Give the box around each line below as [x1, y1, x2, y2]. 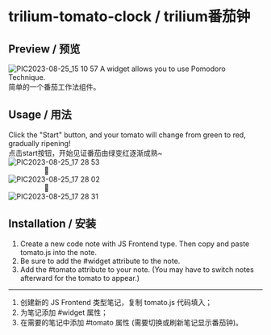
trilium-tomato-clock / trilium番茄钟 [8, 7, 251, 26]
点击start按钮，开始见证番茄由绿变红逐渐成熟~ [8, 148, 163, 157]
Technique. [8, 73, 46, 82]
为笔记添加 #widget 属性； [19, 308, 109, 317]
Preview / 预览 [8, 42, 81, 56]
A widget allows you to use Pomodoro [99, 64, 226, 73]
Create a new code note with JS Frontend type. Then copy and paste [19, 239, 250, 249]
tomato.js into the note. [19, 247, 98, 257]
